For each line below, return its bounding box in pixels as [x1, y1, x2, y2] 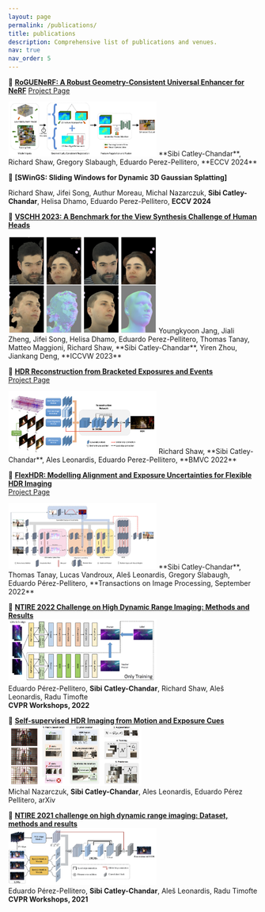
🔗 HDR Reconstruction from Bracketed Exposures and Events [8, 366, 214, 376]
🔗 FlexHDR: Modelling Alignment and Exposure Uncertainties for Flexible [8, 470, 252, 479]
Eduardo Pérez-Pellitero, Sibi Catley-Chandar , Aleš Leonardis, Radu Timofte [8, 886, 258, 895]
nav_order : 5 [8, 55, 51, 63]
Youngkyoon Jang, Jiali [157, 325, 235, 335]
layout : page [8, 13, 51, 21]
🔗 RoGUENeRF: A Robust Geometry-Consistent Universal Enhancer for [8, 78, 245, 87]
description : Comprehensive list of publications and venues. [8, 38, 218, 46]
